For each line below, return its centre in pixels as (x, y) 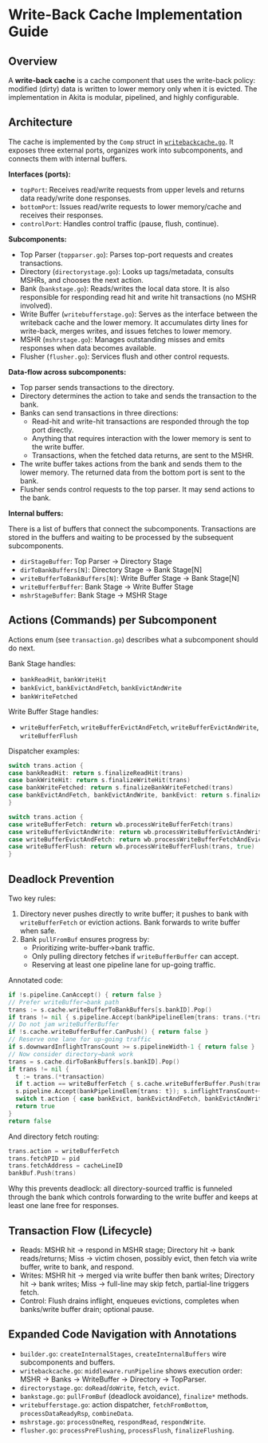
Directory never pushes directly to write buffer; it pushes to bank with (134, 913)
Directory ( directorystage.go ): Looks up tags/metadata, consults (127, 271)
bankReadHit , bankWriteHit (63, 679)
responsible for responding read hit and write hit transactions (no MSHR (138, 296)
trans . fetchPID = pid (44, 1159)
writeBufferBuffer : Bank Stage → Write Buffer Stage (106, 586)
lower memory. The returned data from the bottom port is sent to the (132, 472)
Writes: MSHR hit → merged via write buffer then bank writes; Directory (137, 1275)
